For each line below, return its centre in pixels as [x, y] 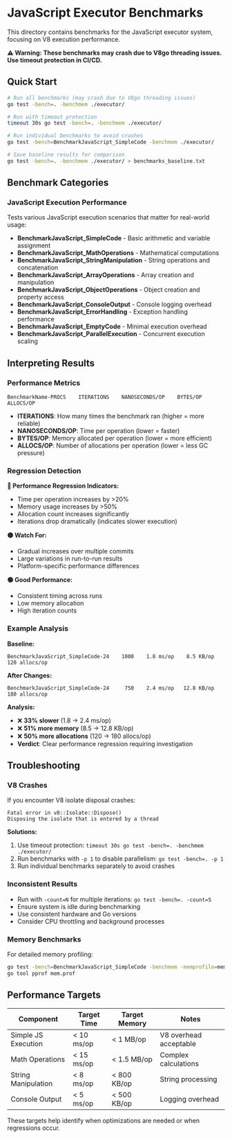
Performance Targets [54, 995]
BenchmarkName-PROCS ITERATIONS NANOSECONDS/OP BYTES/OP [105, 397]
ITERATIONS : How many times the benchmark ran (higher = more [111, 416]
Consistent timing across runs [59, 596]
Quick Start [32, 82]
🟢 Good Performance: [40, 580]
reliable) [29, 423]
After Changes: [30, 675]
